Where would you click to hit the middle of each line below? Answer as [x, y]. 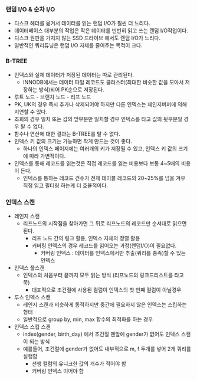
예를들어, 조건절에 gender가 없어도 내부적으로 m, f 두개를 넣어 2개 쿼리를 [107, 349]
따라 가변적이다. [47, 156]
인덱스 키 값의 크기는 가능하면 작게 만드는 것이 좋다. [73, 141]
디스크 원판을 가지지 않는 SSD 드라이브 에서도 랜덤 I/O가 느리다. [87, 38]
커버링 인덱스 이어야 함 [58, 371]
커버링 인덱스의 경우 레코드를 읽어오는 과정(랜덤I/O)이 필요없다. [104, 245]
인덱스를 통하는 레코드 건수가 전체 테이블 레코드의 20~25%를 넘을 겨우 [104, 178]
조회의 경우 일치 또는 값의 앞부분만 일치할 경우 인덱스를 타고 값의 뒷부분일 [98, 119]
